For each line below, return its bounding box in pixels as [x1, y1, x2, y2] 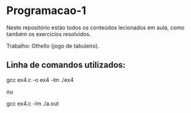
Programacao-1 [6, 4, 87, 18]
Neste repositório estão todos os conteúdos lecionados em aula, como [6, 24, 185, 31]
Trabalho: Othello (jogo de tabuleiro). [6, 42, 100, 49]
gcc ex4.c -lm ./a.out [6, 100, 59, 107]
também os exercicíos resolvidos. [6, 30, 91, 37]
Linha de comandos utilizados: [6, 60, 126, 70]
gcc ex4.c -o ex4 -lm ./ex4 [6, 76, 74, 83]
